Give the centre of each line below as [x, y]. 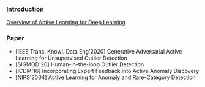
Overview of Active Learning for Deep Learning [66, 23]
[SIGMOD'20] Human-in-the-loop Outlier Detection [80, 64]
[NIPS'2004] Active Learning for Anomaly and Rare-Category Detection [105, 77]
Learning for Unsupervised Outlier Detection [71, 58]
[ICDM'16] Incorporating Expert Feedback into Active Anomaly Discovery [107, 71]
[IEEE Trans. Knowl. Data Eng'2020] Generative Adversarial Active [99, 51]
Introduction [25, 9]
